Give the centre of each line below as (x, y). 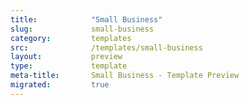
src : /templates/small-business (106, 47)
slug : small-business (82, 29)
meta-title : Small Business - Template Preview (125, 76)
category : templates (71, 38)
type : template (69, 66)
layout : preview (66, 57)
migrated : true (60, 85)
